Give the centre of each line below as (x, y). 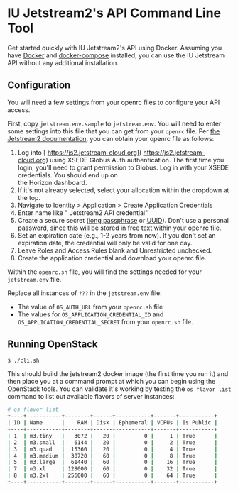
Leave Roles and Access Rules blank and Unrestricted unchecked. (115, 250)
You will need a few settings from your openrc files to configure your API (114, 102)
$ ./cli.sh (23, 360)
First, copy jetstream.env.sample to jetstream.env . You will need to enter (114, 123)
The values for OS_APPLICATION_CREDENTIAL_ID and (91, 314)
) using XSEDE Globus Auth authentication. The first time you (135, 160)
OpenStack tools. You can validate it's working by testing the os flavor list (119, 389)
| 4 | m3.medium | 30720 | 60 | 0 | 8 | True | (113, 456)
